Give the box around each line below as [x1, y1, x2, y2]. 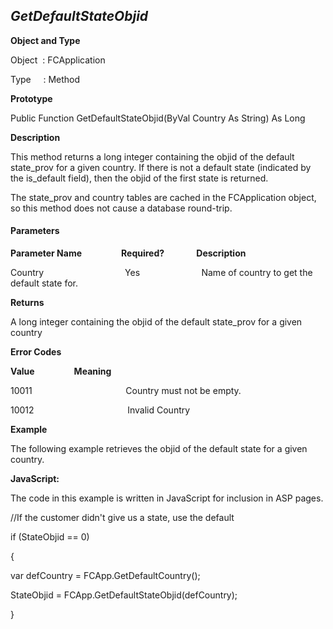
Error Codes [10, 346, 62, 358]
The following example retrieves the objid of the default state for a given [10, 443, 308, 455]
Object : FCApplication [10, 54, 106, 66]
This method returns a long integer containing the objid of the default [10, 150, 295, 163]
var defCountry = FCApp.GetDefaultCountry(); [10, 570, 201, 582]
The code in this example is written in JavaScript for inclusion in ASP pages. [10, 492, 324, 504]
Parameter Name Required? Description [10, 247, 247, 259]
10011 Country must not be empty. [10, 385, 242, 397]
